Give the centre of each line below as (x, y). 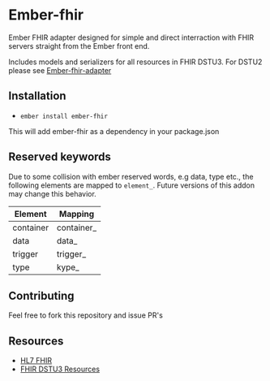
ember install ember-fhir (64, 116)
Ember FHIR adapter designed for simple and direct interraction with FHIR (131, 37)
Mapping (77, 214)
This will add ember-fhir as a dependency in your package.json (114, 131)
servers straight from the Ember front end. (79, 45)
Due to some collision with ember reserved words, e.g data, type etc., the (131, 176)
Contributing (41, 295)
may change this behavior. (53, 193)
